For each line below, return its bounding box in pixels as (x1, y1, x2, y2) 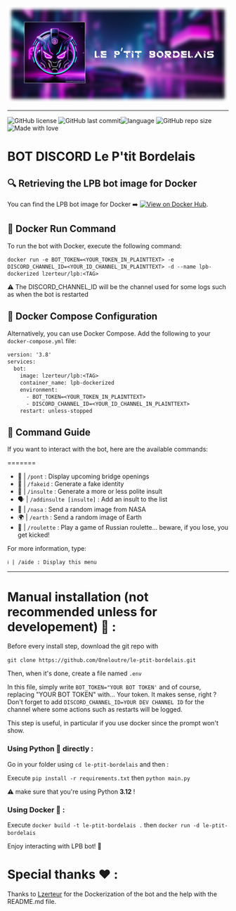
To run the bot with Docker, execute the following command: (7, 241, 183, 250)
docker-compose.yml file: (7, 336, 77, 345)
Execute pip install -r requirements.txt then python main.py (7, 773, 191, 782)
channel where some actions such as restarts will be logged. (7, 706, 183, 714)
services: (7, 358, 37, 365)
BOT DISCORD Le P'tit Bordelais (7, 148, 195, 165)
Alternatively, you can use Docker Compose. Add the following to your (7, 329, 211, 338)
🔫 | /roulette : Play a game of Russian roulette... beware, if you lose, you (17, 523, 229, 532)
